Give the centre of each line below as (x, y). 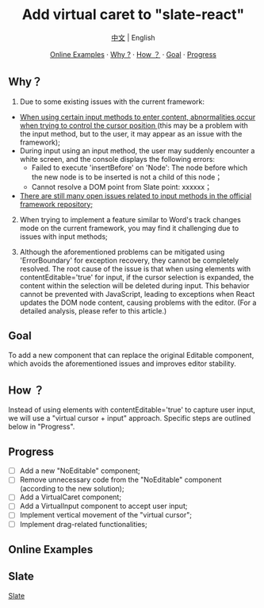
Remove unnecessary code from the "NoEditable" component (121, 480)
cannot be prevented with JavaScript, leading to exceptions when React (137, 294)
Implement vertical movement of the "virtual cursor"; (106, 515)
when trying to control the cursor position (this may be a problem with (134, 125)
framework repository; (56, 204)
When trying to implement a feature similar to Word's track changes (130, 219)
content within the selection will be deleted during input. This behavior (134, 285)
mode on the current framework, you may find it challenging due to (129, 228)
